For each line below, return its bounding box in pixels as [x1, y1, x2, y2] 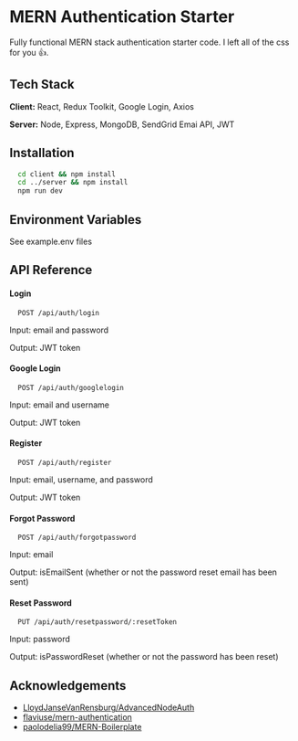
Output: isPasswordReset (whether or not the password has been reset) [9, 651, 280, 662]
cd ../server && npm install [17, 178, 128, 187]
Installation [9, 145, 75, 161]
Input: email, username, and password [9, 474, 153, 485]
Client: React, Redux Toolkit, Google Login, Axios [9, 101, 194, 111]
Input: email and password [9, 324, 109, 335]
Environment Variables [9, 212, 142, 228]
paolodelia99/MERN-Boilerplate [22, 722, 142, 733]
